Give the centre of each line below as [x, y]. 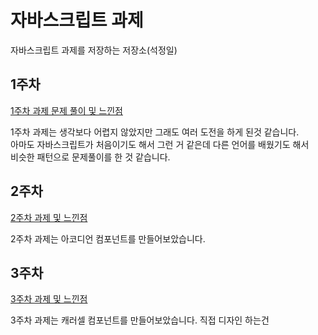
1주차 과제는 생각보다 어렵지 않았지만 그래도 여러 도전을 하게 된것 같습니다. [155, 132]
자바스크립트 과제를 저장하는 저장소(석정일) [94, 50]
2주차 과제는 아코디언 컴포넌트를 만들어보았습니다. [108, 238]
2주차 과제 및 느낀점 [49, 217]
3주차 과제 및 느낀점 [49, 299]
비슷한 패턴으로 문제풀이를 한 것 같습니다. [90, 157]
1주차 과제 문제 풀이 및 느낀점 [66, 110]
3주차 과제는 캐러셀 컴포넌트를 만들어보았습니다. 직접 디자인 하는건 [140, 320]
